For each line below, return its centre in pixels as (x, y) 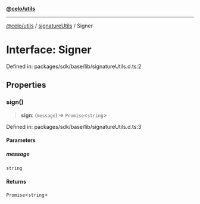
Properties (26, 85)
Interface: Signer (49, 50)
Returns (16, 181)
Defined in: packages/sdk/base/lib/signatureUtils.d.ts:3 (74, 126)
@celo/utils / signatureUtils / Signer (50, 26)
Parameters (21, 140)
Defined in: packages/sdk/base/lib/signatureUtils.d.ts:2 (74, 66)
